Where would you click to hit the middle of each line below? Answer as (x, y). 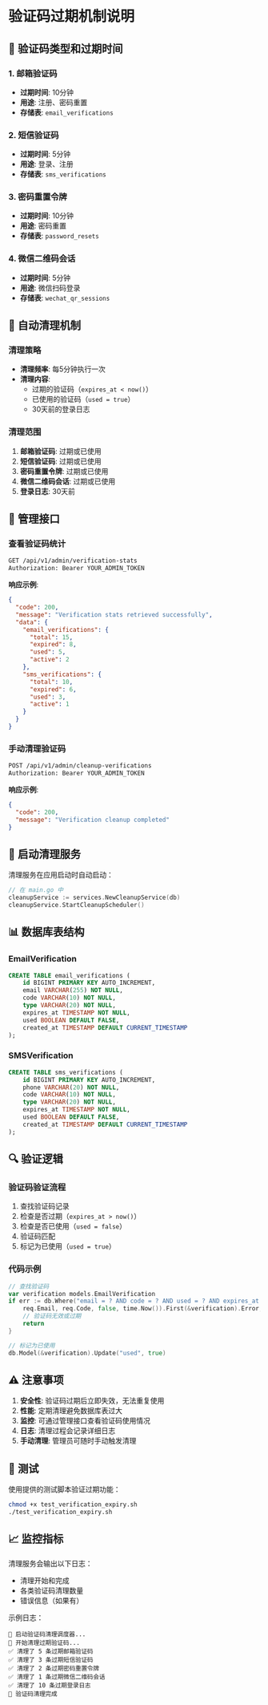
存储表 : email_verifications (66, 112)
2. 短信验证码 (34, 135)
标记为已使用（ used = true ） (68, 1246)
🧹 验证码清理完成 (33, 1694)
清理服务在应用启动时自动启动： (61, 875)
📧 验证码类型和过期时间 (66, 49)
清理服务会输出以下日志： (50, 1563)
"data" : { (32, 622)
